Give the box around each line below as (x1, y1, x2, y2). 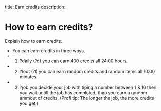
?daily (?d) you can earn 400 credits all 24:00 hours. (19, 58, 128, 64)
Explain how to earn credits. (5, 38, 62, 44)
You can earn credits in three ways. (12, 47, 85, 54)
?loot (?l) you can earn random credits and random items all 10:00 (19, 68, 155, 74)
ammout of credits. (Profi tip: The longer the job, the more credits (19, 95, 154, 101)
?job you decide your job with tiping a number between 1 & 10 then (19, 84, 157, 90)
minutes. (19, 74, 38, 80)
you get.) (19, 100, 39, 106)
